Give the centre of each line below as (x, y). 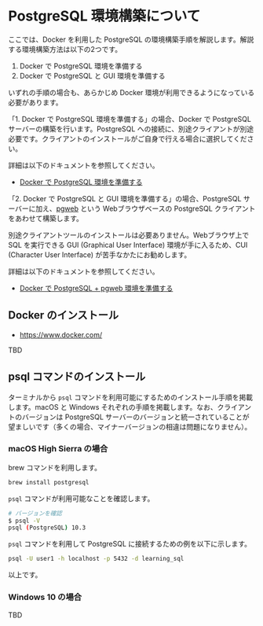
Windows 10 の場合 (45, 597)
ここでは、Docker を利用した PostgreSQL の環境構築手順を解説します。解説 (131, 39)
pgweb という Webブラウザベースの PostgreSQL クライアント (156, 208)
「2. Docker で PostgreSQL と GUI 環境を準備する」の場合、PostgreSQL (125, 198)
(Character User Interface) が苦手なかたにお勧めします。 (100, 254)
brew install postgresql (49, 482)
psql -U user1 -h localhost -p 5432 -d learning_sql (96, 559)
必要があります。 (35, 102)
